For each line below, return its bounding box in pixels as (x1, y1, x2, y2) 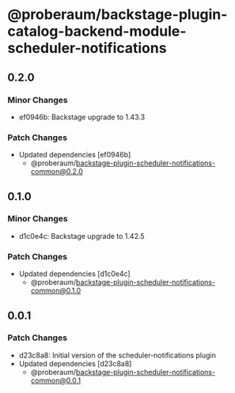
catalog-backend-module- (7, 22, 187, 40)
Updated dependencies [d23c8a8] (18, 358, 132, 368)
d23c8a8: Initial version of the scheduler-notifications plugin (18, 350, 217, 360)
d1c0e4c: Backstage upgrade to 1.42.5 (18, 231, 145, 240)
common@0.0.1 (30, 376, 81, 385)
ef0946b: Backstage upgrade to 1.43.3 (18, 112, 146, 122)
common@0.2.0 (30, 167, 84, 176)
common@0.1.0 (30, 286, 81, 296)
